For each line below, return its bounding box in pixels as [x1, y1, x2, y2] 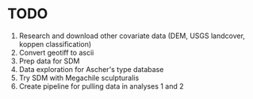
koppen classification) [18, 39, 92, 48]
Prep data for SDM [18, 56, 80, 66]
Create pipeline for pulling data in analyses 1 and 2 [18, 81, 184, 91]
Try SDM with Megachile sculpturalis [18, 73, 140, 82]
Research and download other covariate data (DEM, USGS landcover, [18, 31, 245, 40]
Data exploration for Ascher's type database [18, 64, 164, 74]
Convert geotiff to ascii [18, 48, 94, 57]
